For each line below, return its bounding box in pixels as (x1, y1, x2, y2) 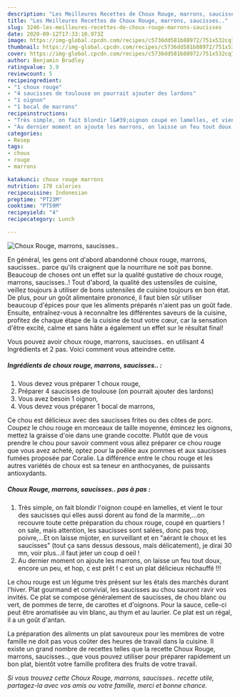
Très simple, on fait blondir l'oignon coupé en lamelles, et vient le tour (17, 503, 223, 512)
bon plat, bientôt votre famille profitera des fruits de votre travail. (7, 659, 198, 668)
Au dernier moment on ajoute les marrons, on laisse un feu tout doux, (17, 556, 222, 564)
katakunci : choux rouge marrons (7, 175, 104, 183)
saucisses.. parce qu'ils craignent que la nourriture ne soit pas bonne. (7, 263, 213, 271)
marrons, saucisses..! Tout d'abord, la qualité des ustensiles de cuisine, (7, 278, 218, 286)
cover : (7, 51, 27, 58)
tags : (7, 143, 24, 151)
